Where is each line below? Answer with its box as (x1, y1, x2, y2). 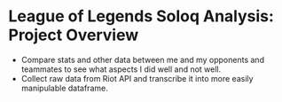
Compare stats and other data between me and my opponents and (20, 54, 265, 65)
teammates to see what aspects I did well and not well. (20, 64, 222, 75)
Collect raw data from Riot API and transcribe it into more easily (20, 73, 254, 83)
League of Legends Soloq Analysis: (8, 6, 274, 27)
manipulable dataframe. (20, 82, 108, 93)
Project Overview (8, 25, 139, 45)
